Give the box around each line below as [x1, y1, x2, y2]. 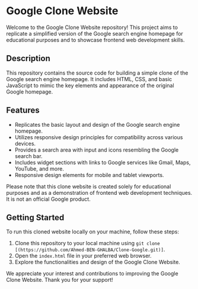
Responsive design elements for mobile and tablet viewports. [14, 171, 164, 178]
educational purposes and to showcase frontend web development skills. [6, 36, 185, 43]
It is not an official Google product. [6, 195, 91, 203]
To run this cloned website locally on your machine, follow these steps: [6, 228, 180, 235]
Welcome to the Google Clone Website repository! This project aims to [6, 24, 178, 31]
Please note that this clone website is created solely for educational [6, 182, 171, 190]
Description [6, 53, 50, 63]
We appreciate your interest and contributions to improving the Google [6, 270, 179, 277]
